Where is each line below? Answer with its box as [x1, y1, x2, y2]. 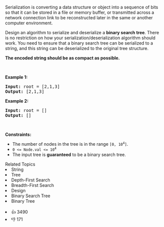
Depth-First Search [11, 177, 50, 183]
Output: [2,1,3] [5, 89, 44, 94]
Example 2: [5, 98, 29, 104]
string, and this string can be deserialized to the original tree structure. [5, 46, 149, 51]
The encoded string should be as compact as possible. [5, 55, 120, 61]
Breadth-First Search [11, 182, 54, 188]
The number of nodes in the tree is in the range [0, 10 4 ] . [12, 141, 128, 147]
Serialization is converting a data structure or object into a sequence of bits [5, 4, 159, 10]
